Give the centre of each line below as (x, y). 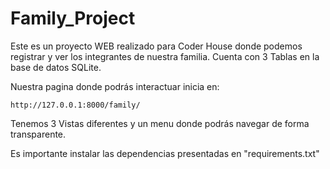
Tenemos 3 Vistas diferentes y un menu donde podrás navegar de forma (160, 123)
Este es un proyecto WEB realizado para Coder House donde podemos (156, 46)
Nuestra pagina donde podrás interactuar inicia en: (115, 86)
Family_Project (73, 18)
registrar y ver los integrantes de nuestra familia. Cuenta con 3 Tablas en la (165, 56)
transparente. (38, 134)
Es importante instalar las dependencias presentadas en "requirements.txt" (165, 153)
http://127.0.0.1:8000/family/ (75, 105)
